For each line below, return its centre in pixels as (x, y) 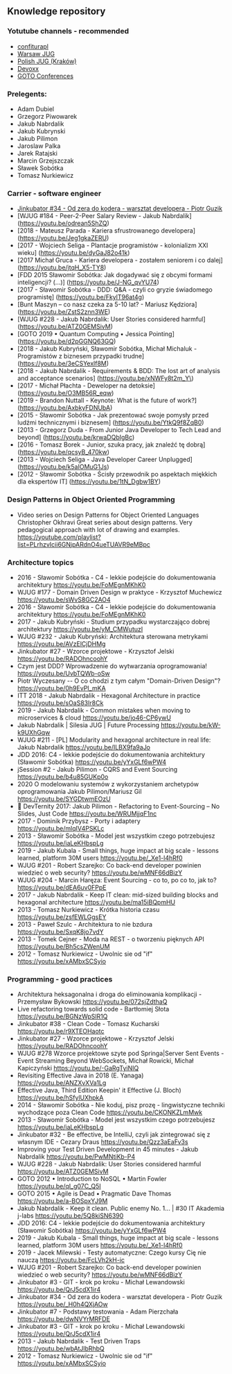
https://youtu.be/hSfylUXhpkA (60, 1098)
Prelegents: (27, 94)
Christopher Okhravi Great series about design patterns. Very (105, 522)
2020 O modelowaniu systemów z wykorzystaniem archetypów (108, 784)
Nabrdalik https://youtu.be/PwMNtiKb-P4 (76, 1157)
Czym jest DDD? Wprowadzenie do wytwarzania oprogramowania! (112, 665)
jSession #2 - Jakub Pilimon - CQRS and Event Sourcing (97, 769)
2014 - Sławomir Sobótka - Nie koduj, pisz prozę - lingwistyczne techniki (121, 1105)
